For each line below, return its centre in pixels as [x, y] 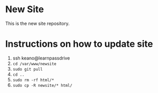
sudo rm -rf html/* [33, 80]
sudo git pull [28, 69]
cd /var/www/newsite [34, 64]
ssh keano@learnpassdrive [41, 58]
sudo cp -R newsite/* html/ [42, 85]
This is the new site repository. [37, 23]
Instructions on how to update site [79, 44]
